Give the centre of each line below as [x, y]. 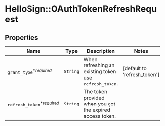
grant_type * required [29, 71]
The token [95, 92]
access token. [100, 116]
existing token [100, 72]
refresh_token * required [33, 104]
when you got [99, 104]
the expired [97, 110]
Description [101, 51]
